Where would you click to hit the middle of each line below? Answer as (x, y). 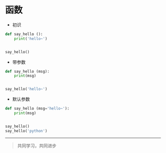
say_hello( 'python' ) (26, 131)
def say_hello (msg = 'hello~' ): (37, 109)
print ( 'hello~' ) (31, 38)
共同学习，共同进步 (37, 146)
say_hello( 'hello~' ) (26, 89)
